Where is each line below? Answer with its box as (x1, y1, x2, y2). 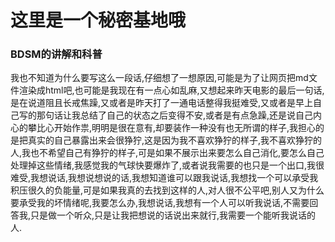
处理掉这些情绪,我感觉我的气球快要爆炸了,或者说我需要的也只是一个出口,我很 (10, 159, 325, 171)
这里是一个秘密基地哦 (10, 9, 187, 32)
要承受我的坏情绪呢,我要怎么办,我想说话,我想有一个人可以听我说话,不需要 (10, 197, 310, 209)
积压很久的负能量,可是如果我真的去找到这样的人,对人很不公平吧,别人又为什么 (10, 184, 325, 196)
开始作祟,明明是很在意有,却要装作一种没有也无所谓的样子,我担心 (53, 122, 317, 134)
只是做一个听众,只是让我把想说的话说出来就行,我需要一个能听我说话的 (30, 209, 317, 221)
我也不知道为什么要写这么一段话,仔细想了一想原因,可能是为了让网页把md (10, 72, 309, 84)
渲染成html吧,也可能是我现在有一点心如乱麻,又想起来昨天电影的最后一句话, (18, 84, 325, 96)
